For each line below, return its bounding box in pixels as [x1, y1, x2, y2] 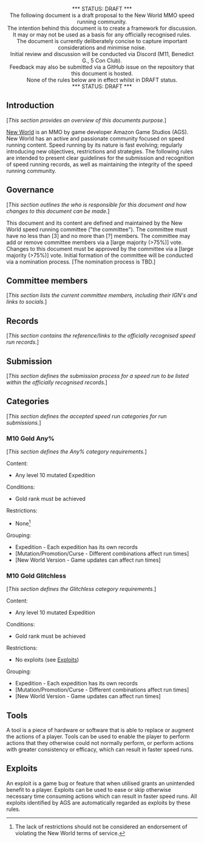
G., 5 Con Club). [81, 57, 123, 64]
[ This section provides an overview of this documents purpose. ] [6, 116, 167, 124]
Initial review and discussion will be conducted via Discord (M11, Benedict [10, 51, 194, 57]
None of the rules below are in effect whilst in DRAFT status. [26, 76, 178, 83]
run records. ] [6, 338, 39, 346]
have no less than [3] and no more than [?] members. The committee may [6, 232, 191, 239]
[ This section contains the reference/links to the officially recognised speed [6, 332, 195, 340]
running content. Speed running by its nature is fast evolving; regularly [6, 141, 183, 149]
